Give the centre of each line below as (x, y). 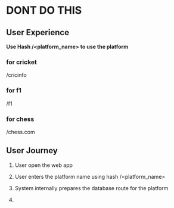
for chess (20, 119)
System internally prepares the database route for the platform (91, 188)
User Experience (38, 32)
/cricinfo (16, 75)
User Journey (32, 150)
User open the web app (44, 165)
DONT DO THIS (44, 10)
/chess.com (21, 132)
